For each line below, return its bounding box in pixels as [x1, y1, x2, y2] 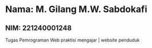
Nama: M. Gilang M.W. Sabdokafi [5, 4, 147, 15]
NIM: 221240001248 [5, 24, 72, 32]
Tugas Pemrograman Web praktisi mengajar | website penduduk [5, 37, 140, 43]
